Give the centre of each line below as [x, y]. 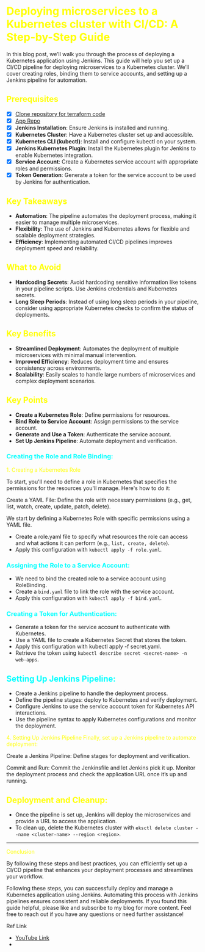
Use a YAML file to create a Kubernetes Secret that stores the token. [101, 640]
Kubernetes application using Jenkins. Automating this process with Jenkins [102, 895]
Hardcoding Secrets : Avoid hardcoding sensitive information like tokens [106, 282]
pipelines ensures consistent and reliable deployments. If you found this [97, 901]
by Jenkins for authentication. [52, 182]
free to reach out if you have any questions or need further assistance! [95, 914]
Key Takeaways [37, 201]
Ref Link [17, 926]
